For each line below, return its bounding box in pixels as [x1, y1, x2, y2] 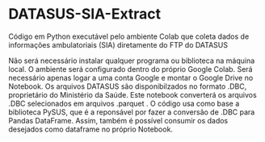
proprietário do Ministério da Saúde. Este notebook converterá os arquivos [8, 90, 257, 99]
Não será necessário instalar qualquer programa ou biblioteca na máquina [8, 56, 255, 65]
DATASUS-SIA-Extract [8, 5, 162, 23]
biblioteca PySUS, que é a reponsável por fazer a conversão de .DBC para [8, 106, 255, 117]
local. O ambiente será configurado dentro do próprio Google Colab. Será [8, 64, 253, 73]
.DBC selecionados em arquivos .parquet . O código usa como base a [8, 98, 240, 108]
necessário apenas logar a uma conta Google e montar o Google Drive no [8, 73, 254, 82]
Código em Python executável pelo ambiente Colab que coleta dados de [8, 31, 250, 41]
